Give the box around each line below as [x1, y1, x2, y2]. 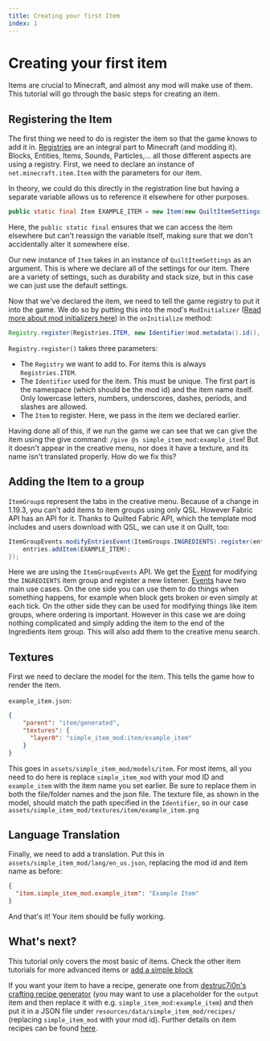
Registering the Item [8, 112, 112, 126]
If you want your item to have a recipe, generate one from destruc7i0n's [8, 980, 247, 990]
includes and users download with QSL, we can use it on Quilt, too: [8, 522, 230, 531]
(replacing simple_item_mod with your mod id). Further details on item [8, 1014, 236, 1024]
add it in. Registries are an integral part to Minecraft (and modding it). [8, 143, 238, 152]
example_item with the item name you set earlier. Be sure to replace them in [8, 780, 257, 790]
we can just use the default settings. [8, 281, 129, 291]
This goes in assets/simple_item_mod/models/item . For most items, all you [8, 763, 252, 773]
